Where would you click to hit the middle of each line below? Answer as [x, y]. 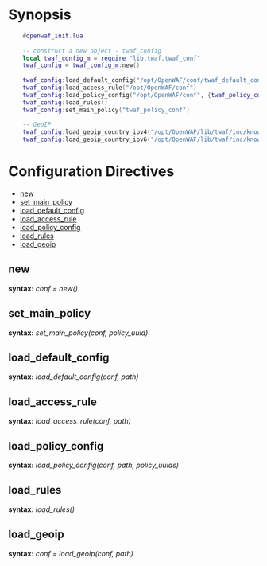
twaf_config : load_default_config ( [79, 80]
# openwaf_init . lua [53, 36]
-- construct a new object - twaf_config [92, 51]
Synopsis [40, 15]
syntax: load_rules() [42, 509]
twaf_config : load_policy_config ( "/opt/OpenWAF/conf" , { [117, 95]
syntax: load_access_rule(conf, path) [70, 421]
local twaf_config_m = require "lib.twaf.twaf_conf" [112, 58]
